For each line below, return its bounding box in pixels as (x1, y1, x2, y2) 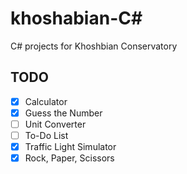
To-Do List (24, 129, 69, 141)
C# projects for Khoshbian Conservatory (10, 40, 178, 52)
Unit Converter (24, 118, 87, 130)
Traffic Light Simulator (24, 141, 117, 152)
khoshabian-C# (10, 7, 143, 30)
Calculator (24, 95, 68, 107)
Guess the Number (24, 107, 103, 119)
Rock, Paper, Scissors (24, 152, 115, 164)
